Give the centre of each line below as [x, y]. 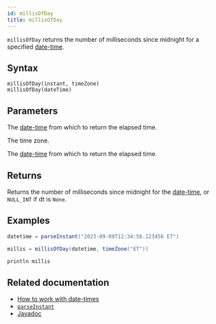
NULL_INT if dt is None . [37, 199]
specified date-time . [36, 47]
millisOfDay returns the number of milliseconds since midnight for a [103, 39]
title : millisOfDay [35, 20]
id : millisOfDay [30, 13]
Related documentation [58, 283]
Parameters [33, 111]
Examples [28, 221]
